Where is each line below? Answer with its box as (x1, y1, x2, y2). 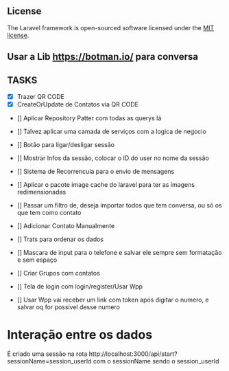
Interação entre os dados (7, 327, 153, 343)
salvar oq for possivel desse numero (16, 303, 120, 311)
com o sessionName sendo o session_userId (93, 357, 219, 366)
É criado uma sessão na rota (7, 350, 88, 358)
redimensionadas (16, 188, 67, 196)
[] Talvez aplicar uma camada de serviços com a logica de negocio (16, 127, 207, 136)
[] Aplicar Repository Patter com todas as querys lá (16, 114, 162, 122)
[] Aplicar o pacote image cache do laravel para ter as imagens (16, 181, 195, 189)
